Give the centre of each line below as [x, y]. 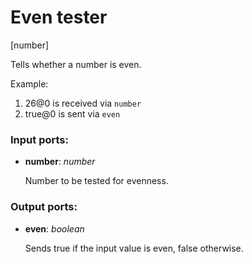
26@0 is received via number [83, 103]
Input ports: [39, 139]
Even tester [59, 17]
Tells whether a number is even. [76, 64]
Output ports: [44, 207]
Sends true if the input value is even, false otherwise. [134, 248]
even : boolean [54, 228]
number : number [60, 162]
